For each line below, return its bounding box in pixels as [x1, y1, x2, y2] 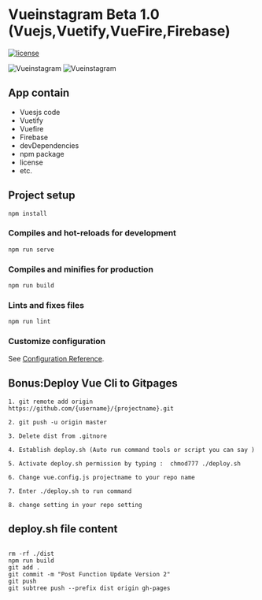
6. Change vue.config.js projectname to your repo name [8, 473, 195, 481]
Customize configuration [8, 336, 106, 347]
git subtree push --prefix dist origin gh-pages [8, 584, 171, 592]
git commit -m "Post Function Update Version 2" [8, 571, 171, 579]
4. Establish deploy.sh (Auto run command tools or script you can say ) [8, 446, 256, 454]
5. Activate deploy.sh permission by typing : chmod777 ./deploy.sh [8, 459, 242, 468]
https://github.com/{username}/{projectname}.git [8, 404, 175, 413]
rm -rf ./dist [8, 550, 55, 558]
